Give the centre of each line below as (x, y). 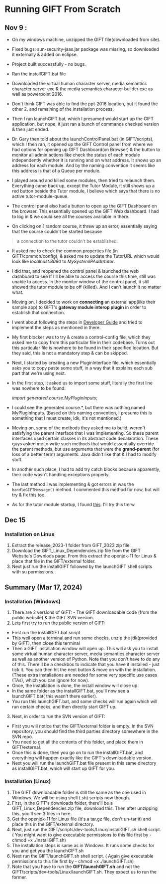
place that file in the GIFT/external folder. (54, 561)
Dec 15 (15, 520)
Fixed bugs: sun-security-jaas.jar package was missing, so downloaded (85, 49)
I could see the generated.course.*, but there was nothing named (78, 408)
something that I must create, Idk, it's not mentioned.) (67, 418)
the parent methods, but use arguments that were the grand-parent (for (85, 449)
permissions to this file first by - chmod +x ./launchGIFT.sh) (73, 861)
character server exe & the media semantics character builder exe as (82, 89)
